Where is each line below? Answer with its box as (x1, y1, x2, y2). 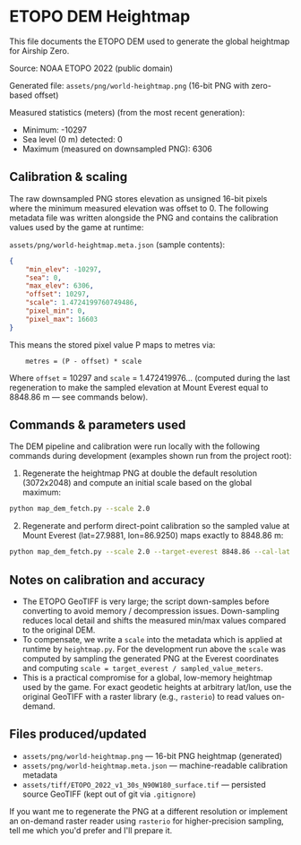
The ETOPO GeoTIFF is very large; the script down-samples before (21, 596, 270, 607)
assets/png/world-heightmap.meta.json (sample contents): (9, 239, 226, 250)
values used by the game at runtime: (9, 221, 144, 232)
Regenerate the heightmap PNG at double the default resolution (21, 468, 258, 479)
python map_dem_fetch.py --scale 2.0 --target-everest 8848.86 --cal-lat (9, 548, 291, 556)
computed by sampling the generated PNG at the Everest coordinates (21, 653, 279, 664)
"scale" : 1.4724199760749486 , (25, 298, 139, 307)
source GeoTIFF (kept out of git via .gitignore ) (21, 789, 196, 799)
